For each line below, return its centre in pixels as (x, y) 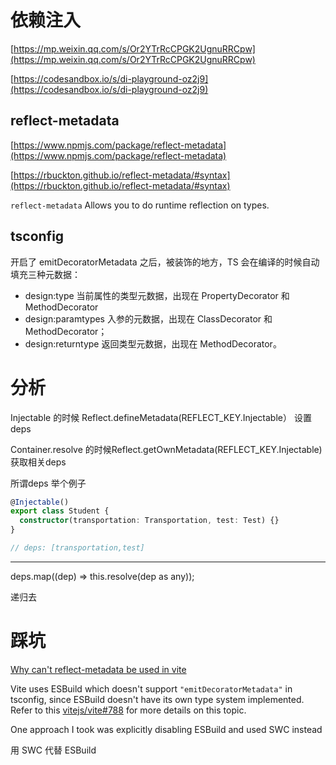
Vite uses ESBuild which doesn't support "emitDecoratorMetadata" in (151, 688)
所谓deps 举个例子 (48, 483)
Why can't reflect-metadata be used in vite (98, 669)
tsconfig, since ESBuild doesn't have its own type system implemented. (157, 699)
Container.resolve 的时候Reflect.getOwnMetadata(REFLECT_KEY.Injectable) (166, 449)
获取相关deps (38, 462)
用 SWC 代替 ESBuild (53, 750)
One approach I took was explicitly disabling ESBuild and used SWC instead (166, 729)
